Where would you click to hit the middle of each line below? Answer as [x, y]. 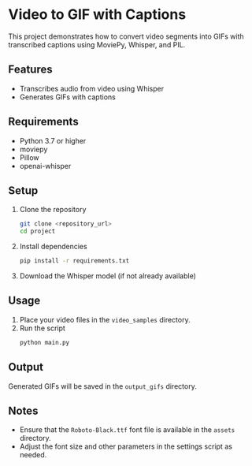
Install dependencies [54, 247]
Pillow [29, 157]
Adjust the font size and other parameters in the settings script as [126, 446]
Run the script [42, 328]
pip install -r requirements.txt [74, 261]
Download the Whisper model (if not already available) [108, 276]
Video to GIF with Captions [97, 15]
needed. [33, 455]
